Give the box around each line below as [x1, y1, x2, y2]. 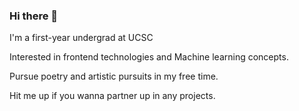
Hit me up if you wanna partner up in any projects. [9, 90, 216, 102]
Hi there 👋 [9, 9, 59, 23]
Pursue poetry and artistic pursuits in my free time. [9, 70, 219, 83]
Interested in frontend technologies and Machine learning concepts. [9, 51, 289, 63]
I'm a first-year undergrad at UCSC [9, 32, 154, 44]
